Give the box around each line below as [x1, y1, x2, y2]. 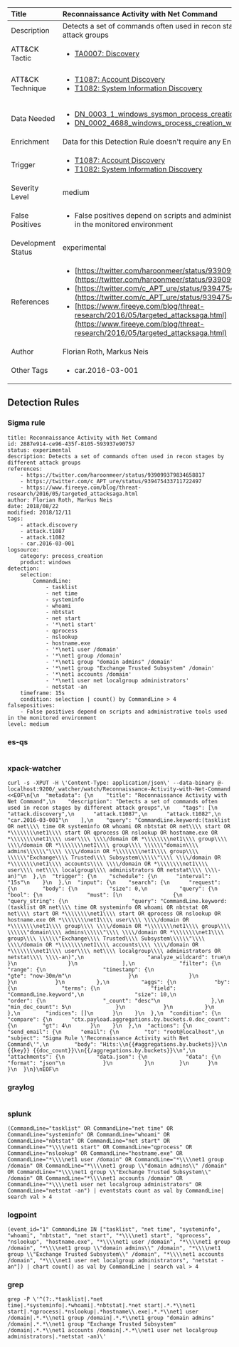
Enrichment [11, 137, 50, 147]
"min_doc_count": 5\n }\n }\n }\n [7, 1003, 215, 1011]
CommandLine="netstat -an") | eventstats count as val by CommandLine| [7, 1187, 224, 1194]
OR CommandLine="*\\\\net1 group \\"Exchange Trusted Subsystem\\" [7, 1168, 212, 1176]
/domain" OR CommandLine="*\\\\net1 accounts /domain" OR [7, 1174, 183, 1182]
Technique [11, 83, 46, 93]
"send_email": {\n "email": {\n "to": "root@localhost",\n [7, 1028, 224, 1036]
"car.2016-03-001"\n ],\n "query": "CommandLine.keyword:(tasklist [7, 817, 231, 824]
